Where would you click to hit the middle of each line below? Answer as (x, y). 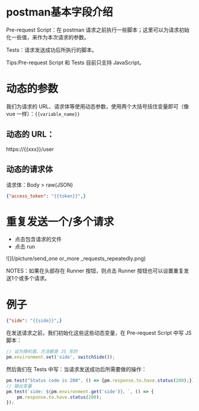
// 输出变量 (19, 386)
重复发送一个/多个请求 (60, 222)
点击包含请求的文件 (38, 239)
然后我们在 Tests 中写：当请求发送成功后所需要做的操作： (76, 369)
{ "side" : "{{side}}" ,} (34, 321)
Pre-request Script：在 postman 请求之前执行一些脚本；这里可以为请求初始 (98, 30)
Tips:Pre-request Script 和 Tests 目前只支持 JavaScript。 (76, 62)
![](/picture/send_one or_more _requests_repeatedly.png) (76, 259)
